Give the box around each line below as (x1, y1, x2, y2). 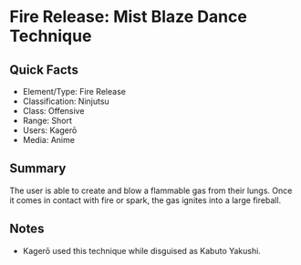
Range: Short (22, 116, 73, 126)
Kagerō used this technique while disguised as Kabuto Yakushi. (22, 245, 262, 256)
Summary (9, 161, 67, 177)
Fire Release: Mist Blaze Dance (9, 6, 248, 27)
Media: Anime (22, 135, 76, 145)
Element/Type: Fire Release (22, 87, 126, 97)
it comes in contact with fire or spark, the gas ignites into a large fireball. (9, 194, 282, 206)
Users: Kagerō (22, 125, 78, 136)
